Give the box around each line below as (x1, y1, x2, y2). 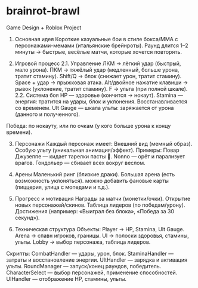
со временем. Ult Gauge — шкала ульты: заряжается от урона (14, 104, 174, 111)
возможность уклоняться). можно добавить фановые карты (14, 177, 169, 184)
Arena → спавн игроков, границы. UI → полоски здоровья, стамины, (14, 232, 189, 239)
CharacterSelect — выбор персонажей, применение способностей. (6, 269, 178, 276)
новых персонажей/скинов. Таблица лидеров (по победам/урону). (14, 201, 185, 209)
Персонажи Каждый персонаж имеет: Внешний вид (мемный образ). (14, 140, 193, 147)
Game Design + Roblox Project (6, 24, 82, 31)
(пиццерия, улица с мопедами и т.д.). (14, 183, 110, 191)
